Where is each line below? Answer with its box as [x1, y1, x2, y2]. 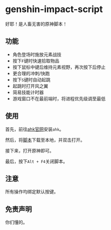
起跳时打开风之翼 [12, 83, 48, 89]
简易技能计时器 [12, 89, 44, 95]
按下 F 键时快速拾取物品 [12, 57, 60, 64]
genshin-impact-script [5, 4, 103, 15]
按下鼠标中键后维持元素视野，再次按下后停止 [12, 64, 106, 70]
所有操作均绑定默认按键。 [5, 189, 59, 195]
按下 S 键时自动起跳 [12, 77, 50, 83]
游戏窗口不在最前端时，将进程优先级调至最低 [12, 95, 106, 101]
